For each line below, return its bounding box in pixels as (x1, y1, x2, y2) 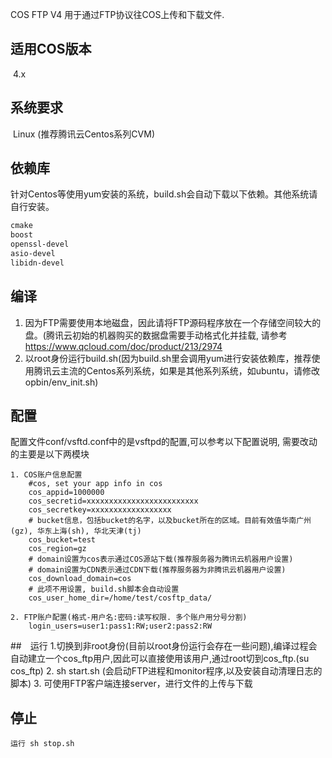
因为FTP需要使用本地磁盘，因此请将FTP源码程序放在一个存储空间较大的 (24, 316, 322, 328)
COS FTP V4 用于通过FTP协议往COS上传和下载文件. (10, 9, 225, 20)
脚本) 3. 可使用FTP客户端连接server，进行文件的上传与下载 (10, 678, 253, 690)
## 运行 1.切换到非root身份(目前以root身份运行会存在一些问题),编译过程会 (10, 640, 318, 652)
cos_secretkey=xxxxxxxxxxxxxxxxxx (28, 505, 172, 515)
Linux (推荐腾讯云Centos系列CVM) (12, 128, 156, 140)
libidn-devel (10, 258, 65, 268)
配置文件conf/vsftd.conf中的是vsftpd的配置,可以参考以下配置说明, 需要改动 (10, 436, 318, 448)
